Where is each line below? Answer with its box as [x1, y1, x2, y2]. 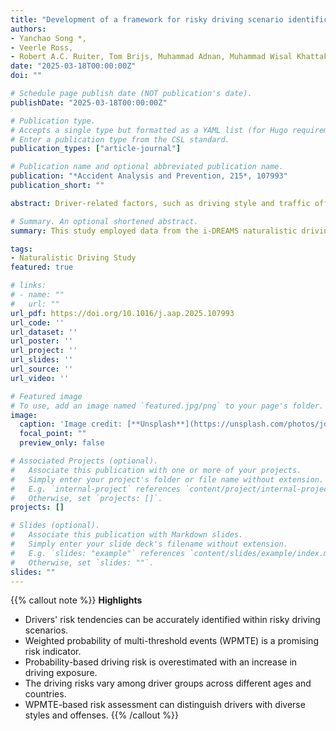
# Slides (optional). [10, 521, 101, 531]
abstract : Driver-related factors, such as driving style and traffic [10, 198, 311, 208]
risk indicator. [24, 646, 82, 658]
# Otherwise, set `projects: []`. [10, 493, 163, 503]
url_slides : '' [10, 355, 74, 365]
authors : [10, 24, 47, 34]
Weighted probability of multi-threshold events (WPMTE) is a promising [24, 635, 319, 647]
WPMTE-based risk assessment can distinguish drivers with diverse [24, 699, 306, 711]
